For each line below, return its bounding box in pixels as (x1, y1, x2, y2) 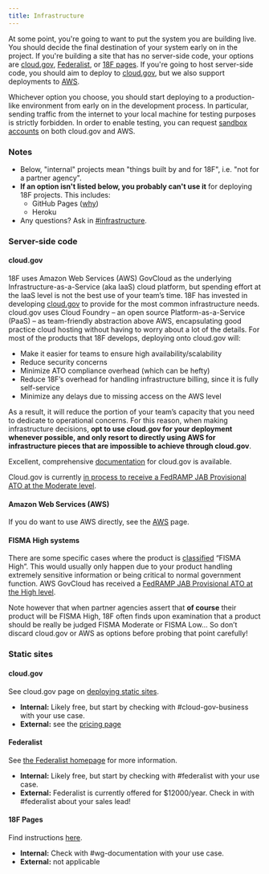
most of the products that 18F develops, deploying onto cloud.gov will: (8, 333, 241, 343)
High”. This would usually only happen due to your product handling (8, 562, 233, 571)
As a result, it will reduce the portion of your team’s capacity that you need (8, 407, 255, 417)
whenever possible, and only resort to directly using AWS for (8, 433, 216, 443)
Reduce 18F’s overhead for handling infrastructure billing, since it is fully (19, 374, 259, 384)
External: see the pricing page (19, 719, 122, 729)
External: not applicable (19, 856, 100, 866)
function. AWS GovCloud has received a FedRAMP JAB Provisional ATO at (8, 579, 253, 589)
